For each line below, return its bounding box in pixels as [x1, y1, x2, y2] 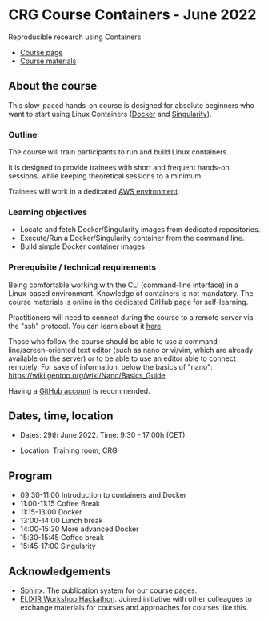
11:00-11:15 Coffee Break [19, 498, 101, 509]
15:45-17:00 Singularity [19, 542, 96, 551]
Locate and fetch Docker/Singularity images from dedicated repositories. [19, 225, 261, 234]
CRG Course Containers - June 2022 [8, 6, 257, 24]
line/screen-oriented [8, 345, 76, 354]
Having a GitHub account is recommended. [8, 386, 150, 395]
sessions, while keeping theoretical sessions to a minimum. [8, 171, 204, 181]
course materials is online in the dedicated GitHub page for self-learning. [8, 297, 249, 306]
